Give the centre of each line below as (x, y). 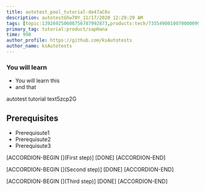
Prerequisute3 (33, 146)
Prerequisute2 (33, 139)
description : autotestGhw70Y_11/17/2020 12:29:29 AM (75, 18)
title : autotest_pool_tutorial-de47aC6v (59, 12)
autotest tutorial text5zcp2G (41, 99)
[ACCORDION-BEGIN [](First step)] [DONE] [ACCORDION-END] (86, 157)
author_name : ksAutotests (39, 46)
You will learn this (37, 81)
